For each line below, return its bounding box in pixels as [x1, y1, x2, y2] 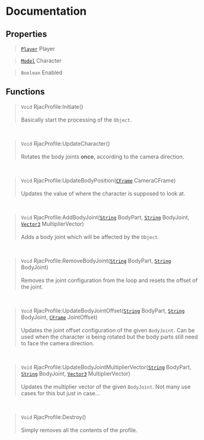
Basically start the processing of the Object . [20, 116, 132, 124]
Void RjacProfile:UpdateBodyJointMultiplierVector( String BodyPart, [20, 363, 192, 371]
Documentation [6, 4, 87, 18]
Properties [6, 29, 47, 39]
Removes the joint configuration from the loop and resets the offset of [20, 277, 198, 284]
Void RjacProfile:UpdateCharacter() [20, 139, 110, 147]
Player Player [20, 45, 55, 52]
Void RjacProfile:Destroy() [20, 413, 87, 420]
